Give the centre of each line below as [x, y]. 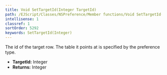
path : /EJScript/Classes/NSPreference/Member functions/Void [70, 14]
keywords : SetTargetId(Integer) [39, 33]
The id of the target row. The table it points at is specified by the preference [83, 47]
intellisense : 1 [22, 19]
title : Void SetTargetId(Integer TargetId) [51, 10]
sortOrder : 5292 [22, 28]
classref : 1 [17, 24]
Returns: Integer [29, 67]
